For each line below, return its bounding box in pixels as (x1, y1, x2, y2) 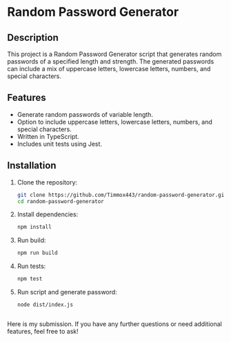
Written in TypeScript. (17, 132, 79, 140)
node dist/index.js (17, 301, 74, 308)
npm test (17, 276, 43, 283)
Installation (7, 160, 57, 171)
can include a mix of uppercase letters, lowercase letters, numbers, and (7, 65, 211, 73)
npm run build (17, 249, 58, 256)
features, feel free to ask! (7, 327, 79, 335)
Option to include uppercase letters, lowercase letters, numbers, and (17, 117, 212, 126)
